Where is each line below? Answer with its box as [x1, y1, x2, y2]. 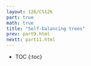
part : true [6, 14, 34, 20]
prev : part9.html [6, 31, 50, 37]
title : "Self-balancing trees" [6, 25, 86, 32]
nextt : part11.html [6, 37, 56, 43]
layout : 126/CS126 [6, 8, 53, 15]
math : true [6, 20, 34, 26]
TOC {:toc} [15, 53, 42, 60]
